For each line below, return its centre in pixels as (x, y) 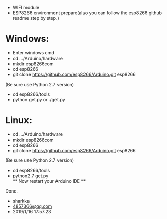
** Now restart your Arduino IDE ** (49, 181)
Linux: (19, 120)
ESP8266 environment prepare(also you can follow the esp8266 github (87, 13)
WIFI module (26, 7)
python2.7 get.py (31, 176)
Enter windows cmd (33, 52)
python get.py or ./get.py (39, 99)
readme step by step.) (36, 18)
